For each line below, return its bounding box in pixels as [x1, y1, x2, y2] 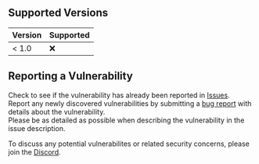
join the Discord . [8, 147, 61, 156]
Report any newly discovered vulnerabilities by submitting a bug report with [8, 98, 252, 108]
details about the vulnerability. [8, 107, 106, 116]
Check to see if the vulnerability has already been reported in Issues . [8, 90, 230, 100]
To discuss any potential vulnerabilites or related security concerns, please [8, 139, 250, 148]
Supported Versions [8, 6, 108, 20]
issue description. [8, 123, 66, 133]
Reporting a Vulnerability [8, 70, 133, 83]
